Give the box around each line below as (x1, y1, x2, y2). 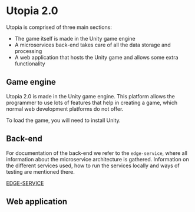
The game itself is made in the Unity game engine (14, 35, 135, 42)
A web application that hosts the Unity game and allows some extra (14, 54, 179, 61)
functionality (14, 60, 45, 67)
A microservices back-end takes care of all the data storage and (14, 41, 171, 48)
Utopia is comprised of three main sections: (6, 24, 112, 31)
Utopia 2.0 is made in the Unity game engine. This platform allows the (6, 92, 175, 100)
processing (14, 47, 42, 54)
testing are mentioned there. (6, 168, 75, 175)
